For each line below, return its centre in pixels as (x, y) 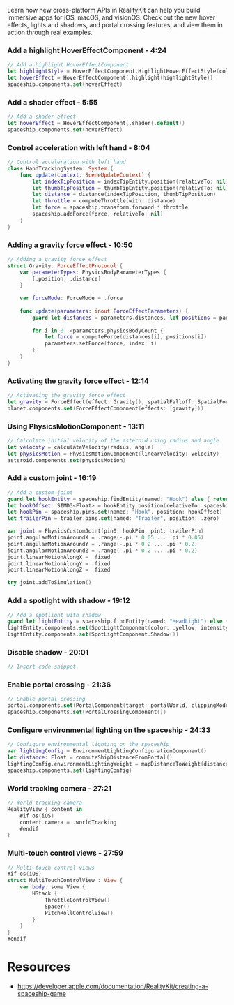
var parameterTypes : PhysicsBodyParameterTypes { (93, 272)
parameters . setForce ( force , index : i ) (101, 344)
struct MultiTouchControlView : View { (65, 881)
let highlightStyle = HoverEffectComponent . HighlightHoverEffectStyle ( (113, 72)
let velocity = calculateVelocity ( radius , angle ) (81, 447)
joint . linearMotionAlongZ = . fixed (59, 570)
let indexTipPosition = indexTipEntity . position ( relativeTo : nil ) (131, 181)
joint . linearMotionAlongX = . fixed (59, 557)
